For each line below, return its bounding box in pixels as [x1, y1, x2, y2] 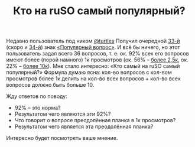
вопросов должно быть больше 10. [6, 81, 95, 89]
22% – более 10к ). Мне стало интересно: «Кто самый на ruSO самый [6, 63, 180, 70]
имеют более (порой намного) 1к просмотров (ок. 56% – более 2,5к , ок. [6, 56, 189, 63]
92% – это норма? [14, 104, 61, 112]
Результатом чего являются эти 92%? [14, 110, 111, 117]
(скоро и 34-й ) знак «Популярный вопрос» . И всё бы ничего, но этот [6, 44, 180, 51]
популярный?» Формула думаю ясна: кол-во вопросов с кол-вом [6, 69, 173, 76]
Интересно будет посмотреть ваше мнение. [6, 135, 118, 142]
